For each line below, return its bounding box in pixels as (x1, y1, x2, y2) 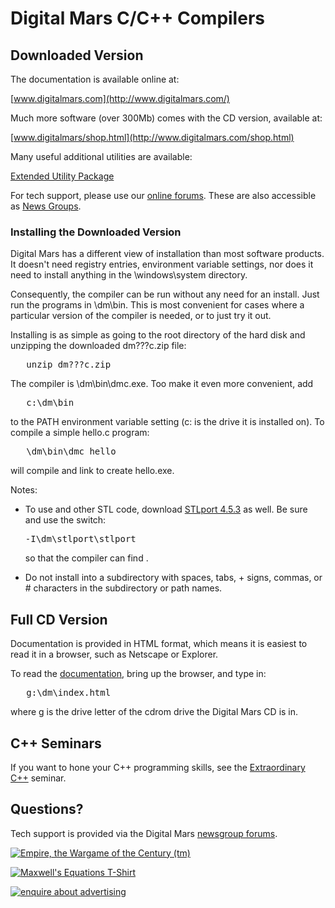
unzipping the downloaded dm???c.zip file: (10, 340, 187, 352)
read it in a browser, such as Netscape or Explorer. (10, 648, 219, 661)
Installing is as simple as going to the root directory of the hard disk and (10, 329, 306, 341)
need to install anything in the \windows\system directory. (10, 269, 248, 281)
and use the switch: (24, 514, 107, 526)
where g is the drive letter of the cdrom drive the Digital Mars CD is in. (10, 706, 299, 718)
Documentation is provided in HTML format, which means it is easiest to (10, 638, 308, 650)
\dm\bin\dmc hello (26, 446, 117, 457)
